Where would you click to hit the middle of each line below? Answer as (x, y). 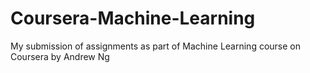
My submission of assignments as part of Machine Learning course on (156, 46)
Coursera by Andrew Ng (60, 56)
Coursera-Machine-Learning (133, 18)
